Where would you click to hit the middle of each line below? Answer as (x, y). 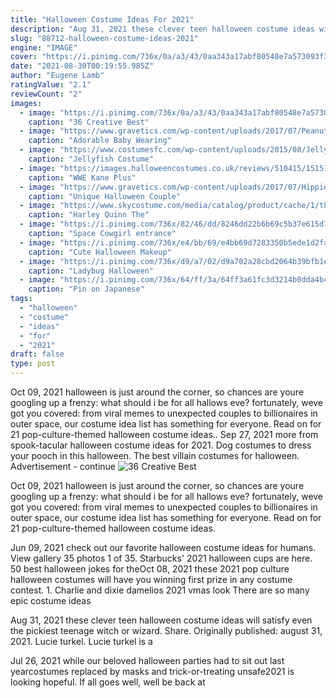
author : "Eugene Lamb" (57, 76)
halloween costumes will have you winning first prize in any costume (151, 579)
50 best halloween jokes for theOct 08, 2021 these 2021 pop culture (150, 569)
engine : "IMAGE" (44, 47)
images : (26, 103)
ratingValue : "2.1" (51, 85)
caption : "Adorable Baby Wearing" (100, 141)
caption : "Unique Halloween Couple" (105, 196)
